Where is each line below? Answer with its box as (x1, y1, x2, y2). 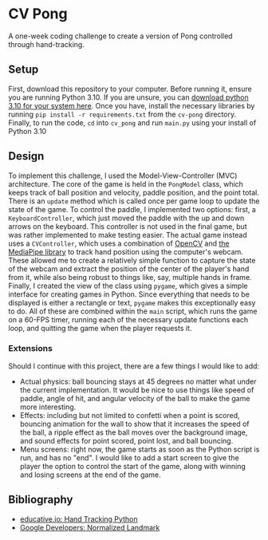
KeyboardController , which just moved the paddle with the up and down (8, 213, 245, 223)
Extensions (8, 343, 53, 354)
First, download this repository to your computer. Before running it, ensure (8, 84, 253, 93)
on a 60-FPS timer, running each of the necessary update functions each (8, 314, 249, 324)
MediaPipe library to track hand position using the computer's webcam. (8, 246, 243, 256)
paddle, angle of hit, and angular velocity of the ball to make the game (19, 393, 250, 403)
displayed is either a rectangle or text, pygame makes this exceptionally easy (8, 298, 256, 307)
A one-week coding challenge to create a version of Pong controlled (8, 31, 233, 41)
